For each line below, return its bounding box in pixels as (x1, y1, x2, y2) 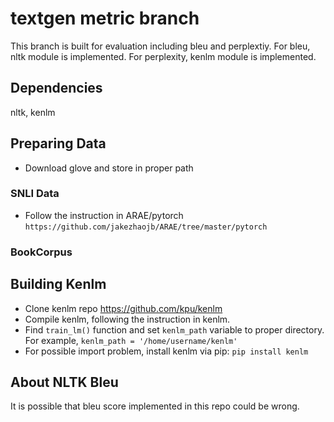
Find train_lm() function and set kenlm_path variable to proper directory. (24, 323, 325, 336)
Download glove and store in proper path (24, 162, 194, 174)
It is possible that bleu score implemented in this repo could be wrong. (10, 400, 300, 412)
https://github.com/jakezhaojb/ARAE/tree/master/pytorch (24, 222, 268, 232)
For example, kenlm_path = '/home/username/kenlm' (24, 334, 238, 346)
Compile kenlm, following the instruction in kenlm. (24, 313, 231, 325)
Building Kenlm (10, 276, 107, 293)
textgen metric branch (10, 7, 200, 30)
